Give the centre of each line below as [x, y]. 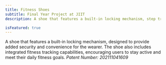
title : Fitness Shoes [27, 10]
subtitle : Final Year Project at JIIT [45, 14]
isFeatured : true [23, 28]
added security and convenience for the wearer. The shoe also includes [78, 47]
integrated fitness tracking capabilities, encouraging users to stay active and [83, 52]
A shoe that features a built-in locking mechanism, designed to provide [77, 42]
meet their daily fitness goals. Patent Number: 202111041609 [67, 58]
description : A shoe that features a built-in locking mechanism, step [80, 19]
